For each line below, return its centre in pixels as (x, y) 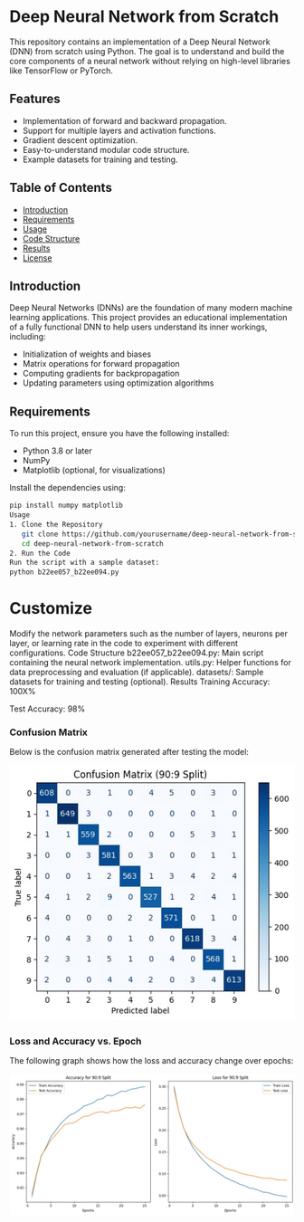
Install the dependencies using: (68, 488)
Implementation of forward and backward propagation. (125, 120)
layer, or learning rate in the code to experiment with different (123, 644)
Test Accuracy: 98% (47, 709)
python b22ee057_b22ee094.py (64, 572)
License (37, 258)
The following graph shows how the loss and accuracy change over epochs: (152, 1061)
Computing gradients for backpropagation (101, 374)
